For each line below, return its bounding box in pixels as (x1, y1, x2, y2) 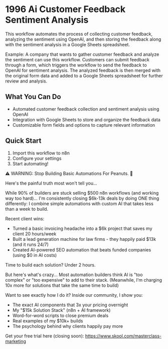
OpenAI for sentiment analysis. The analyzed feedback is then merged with (5, 67, 161, 73)
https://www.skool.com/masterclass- (85, 333, 162, 339)
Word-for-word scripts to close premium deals (12, 312, 109, 318)
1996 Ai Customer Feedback (5, 4, 126, 15)
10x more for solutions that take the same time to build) (5, 282, 119, 288)
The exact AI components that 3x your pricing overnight (12, 302, 128, 308)
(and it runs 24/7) (12, 241, 49, 247)
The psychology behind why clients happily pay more (12, 323, 123, 329)
